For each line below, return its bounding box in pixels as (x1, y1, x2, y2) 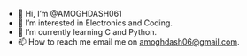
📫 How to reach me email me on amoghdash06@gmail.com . (17, 37, 241, 47)
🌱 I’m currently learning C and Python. (17, 27, 158, 37)
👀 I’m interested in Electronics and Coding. (17, 17, 173, 28)
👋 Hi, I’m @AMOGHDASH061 (17, 9, 122, 18)
